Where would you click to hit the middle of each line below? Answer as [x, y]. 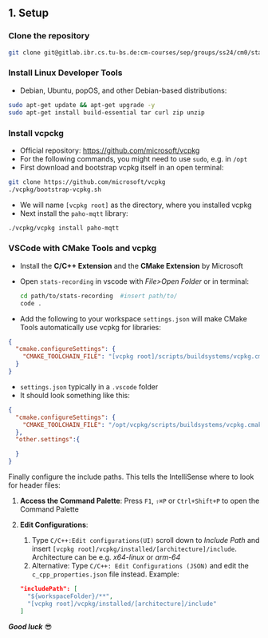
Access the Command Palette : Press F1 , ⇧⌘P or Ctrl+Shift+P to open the [140, 501]
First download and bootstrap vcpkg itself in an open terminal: [122, 167]
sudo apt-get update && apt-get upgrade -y [82, 105]
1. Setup [29, 13]
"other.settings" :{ [48, 440]
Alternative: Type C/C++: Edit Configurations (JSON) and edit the [140, 566]
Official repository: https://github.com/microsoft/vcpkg [110, 150]
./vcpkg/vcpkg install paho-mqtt [64, 228]
